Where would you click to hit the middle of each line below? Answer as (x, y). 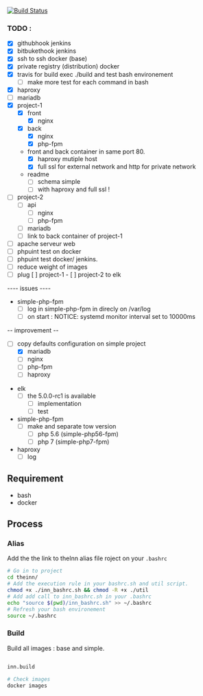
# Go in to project (35, 571)
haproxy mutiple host (67, 159)
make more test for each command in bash (88, 82)
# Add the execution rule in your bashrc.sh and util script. (98, 584)
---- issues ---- (29, 289)
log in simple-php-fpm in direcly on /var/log (89, 309)
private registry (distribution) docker (68, 67)
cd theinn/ (23, 577)
